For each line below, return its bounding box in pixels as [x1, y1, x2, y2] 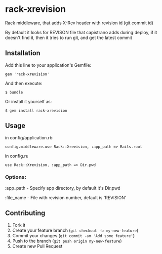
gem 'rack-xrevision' [5, 72, 50, 77]
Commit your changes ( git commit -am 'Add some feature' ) [12, 232, 135, 238]
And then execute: [5, 80, 42, 86]
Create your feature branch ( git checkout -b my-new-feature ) [12, 227, 139, 233]
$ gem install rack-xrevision [5, 108, 68, 113]
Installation [5, 49, 40, 57]
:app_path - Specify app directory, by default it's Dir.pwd [5, 185, 121, 191]
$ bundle [5, 90, 23, 95]
